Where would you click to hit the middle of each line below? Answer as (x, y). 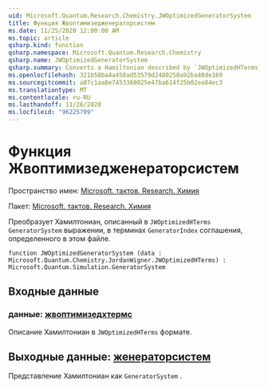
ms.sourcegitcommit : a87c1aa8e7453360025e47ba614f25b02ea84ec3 (116, 82)
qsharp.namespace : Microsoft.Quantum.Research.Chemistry (105, 53)
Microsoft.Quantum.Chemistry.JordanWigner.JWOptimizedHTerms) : (117, 260)
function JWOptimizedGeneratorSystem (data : (85, 253)
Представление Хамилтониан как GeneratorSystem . (95, 376)
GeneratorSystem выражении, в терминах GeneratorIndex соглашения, (126, 230)
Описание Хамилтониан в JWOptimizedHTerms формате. (100, 331)
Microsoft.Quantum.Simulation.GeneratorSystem (87, 267)
